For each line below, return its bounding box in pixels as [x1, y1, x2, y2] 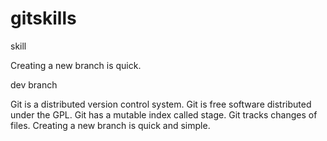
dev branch [10, 78, 58, 91]
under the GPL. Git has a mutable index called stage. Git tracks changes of [10, 108, 318, 121]
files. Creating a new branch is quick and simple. [10, 119, 211, 131]
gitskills [10, 7, 77, 30]
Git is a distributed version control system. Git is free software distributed [10, 98, 312, 110]
